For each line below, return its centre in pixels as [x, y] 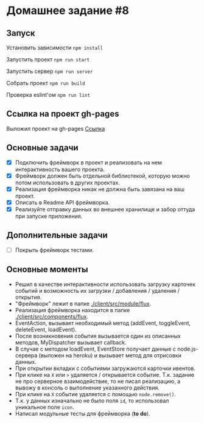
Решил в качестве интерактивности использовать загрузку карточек [105, 284]
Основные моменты [47, 269]
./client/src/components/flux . [51, 316]
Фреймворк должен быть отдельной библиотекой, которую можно [102, 176]
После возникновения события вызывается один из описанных [98, 336]
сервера [26, 355]
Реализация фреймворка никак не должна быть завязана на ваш [100, 189]
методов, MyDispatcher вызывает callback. [71, 342]
